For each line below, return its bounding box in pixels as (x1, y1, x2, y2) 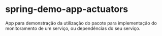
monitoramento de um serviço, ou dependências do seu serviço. (5, 25, 141, 31)
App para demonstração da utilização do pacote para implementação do (5, 20, 157, 26)
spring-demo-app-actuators (5, 3, 128, 15)
